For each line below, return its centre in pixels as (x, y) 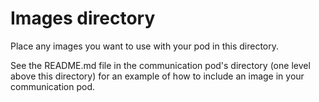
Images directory (83, 18)
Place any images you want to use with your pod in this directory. (145, 46)
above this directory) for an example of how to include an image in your (157, 76)
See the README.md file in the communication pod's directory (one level (160, 65)
